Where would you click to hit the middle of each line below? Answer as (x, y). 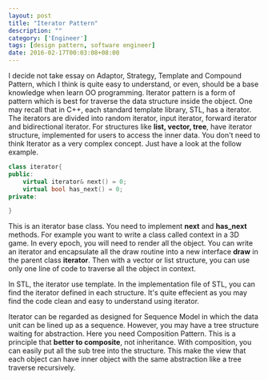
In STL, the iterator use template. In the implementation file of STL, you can (132, 284)
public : (21, 174)
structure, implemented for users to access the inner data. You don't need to (134, 135)
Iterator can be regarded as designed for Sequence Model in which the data (133, 317)
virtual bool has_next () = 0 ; (73, 189)
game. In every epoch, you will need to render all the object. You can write (131, 243)
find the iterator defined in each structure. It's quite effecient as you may (128, 293)
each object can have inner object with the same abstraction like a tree (125, 359)
